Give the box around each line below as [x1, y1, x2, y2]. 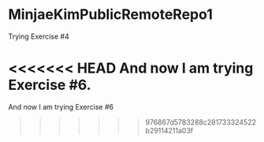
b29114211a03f [145, 125, 194, 135]
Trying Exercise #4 [8, 32, 69, 41]
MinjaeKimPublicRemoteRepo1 [8, 6, 213, 24]
